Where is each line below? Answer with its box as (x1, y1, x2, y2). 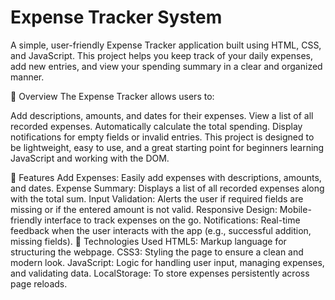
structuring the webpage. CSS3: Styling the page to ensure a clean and (10, 246, 304, 258)
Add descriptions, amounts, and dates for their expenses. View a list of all (10, 109, 314, 121)
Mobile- (279, 203, 312, 215)
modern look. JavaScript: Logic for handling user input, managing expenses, (10, 256, 325, 268)
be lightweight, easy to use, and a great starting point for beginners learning (10, 141, 325, 153)
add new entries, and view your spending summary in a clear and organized (10, 60, 323, 72)
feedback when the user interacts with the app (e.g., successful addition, (10, 224, 312, 236)
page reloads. (10, 277, 68, 290)
